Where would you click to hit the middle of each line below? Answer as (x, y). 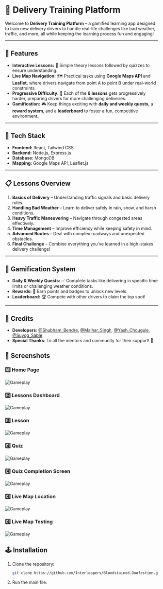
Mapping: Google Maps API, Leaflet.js (50, 163)
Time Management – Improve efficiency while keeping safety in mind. (82, 228)
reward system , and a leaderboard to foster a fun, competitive (75, 111)
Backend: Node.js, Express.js (41, 153)
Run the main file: (30, 582)
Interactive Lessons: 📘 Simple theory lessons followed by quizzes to (81, 65)
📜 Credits (19, 319)
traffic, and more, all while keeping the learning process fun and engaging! (80, 34)
